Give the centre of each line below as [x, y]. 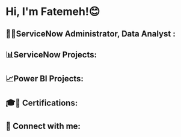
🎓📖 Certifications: [42, 103]
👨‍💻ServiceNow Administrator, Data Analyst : [91, 34]
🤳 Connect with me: [43, 127]
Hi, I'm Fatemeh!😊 [53, 12]
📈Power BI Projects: [44, 79]
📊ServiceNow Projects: [51, 55]
